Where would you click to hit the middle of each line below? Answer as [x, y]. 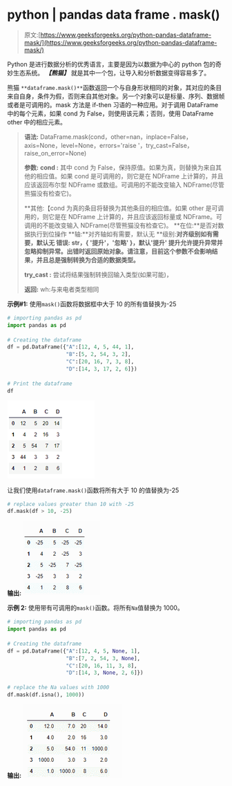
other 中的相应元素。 [37, 122]
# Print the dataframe [40, 384]
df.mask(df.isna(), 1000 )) [46, 695]
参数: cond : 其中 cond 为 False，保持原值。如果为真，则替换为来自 [120, 167]
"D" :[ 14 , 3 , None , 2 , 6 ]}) [105, 673]
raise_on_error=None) [55, 153]
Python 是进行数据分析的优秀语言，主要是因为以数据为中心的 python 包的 [112, 64]
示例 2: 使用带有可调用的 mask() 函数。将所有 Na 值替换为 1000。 [96, 608]
